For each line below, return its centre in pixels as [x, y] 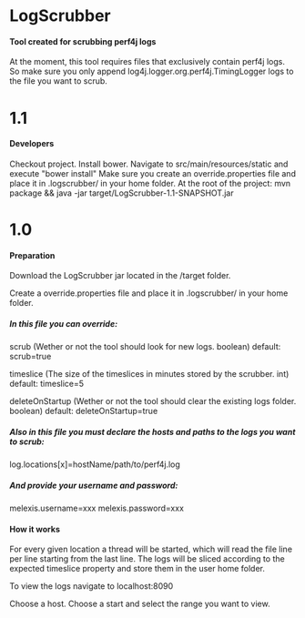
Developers [32, 144]
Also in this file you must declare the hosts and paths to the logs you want [152, 431]
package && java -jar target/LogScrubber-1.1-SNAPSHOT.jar [122, 193]
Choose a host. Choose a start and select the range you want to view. [140, 604]
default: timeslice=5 [47, 384]
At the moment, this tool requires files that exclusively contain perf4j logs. [147, 62]
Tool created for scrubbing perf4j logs [83, 41]
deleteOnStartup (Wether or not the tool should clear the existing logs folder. [153, 401]
